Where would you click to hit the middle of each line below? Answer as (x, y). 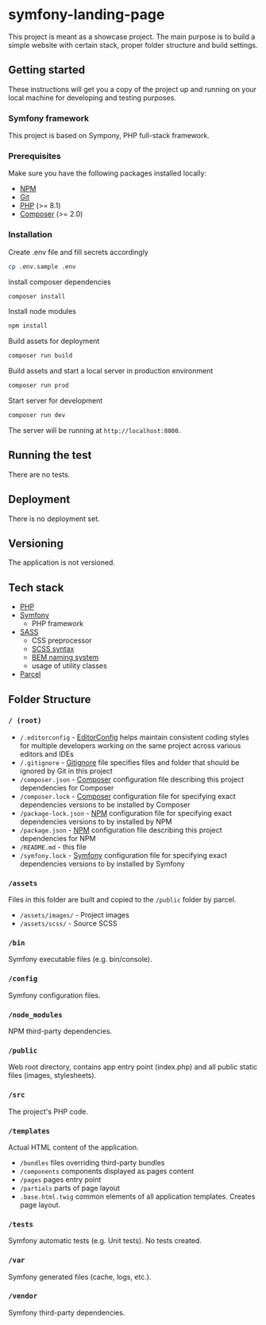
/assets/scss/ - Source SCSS (68, 924)
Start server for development (56, 401)
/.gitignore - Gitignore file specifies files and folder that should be (129, 762)
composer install (37, 296)
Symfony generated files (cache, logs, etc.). (80, 1277)
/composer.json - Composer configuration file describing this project (132, 779)
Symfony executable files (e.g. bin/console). (80, 960)
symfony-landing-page (87, 15)
